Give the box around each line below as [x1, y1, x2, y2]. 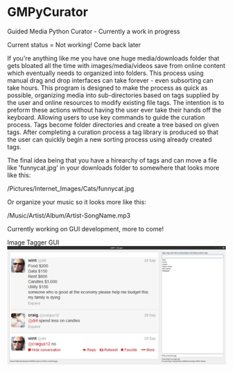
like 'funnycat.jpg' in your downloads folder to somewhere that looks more [7, 163, 220, 172]
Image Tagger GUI [7, 238, 60, 247]
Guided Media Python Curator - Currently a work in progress [7, 27, 180, 35]
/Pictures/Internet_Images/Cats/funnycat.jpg [7, 184, 135, 192]
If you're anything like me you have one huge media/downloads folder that [7, 53, 220, 63]
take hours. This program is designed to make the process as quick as [7, 83, 208, 92]
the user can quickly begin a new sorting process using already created [7, 135, 212, 143]
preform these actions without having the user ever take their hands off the [7, 106, 222, 114]
